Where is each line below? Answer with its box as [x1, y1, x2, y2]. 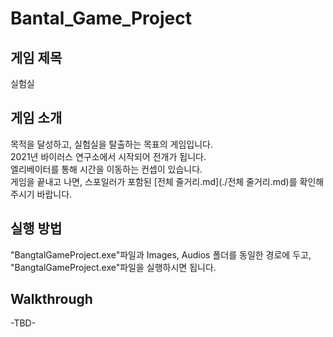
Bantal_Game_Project [10, 7, 192, 30]
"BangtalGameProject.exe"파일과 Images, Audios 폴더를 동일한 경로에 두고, [10, 248, 312, 261]
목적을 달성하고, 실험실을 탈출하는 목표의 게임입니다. [10, 138, 213, 150]
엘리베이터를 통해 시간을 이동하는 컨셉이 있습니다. [10, 163, 203, 175]
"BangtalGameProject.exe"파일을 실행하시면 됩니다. [10, 261, 217, 273]
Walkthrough [10, 291, 93, 308]
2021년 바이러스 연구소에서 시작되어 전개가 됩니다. [10, 150, 207, 162]
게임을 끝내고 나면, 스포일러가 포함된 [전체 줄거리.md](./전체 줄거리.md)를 [10, 175, 298, 187]
